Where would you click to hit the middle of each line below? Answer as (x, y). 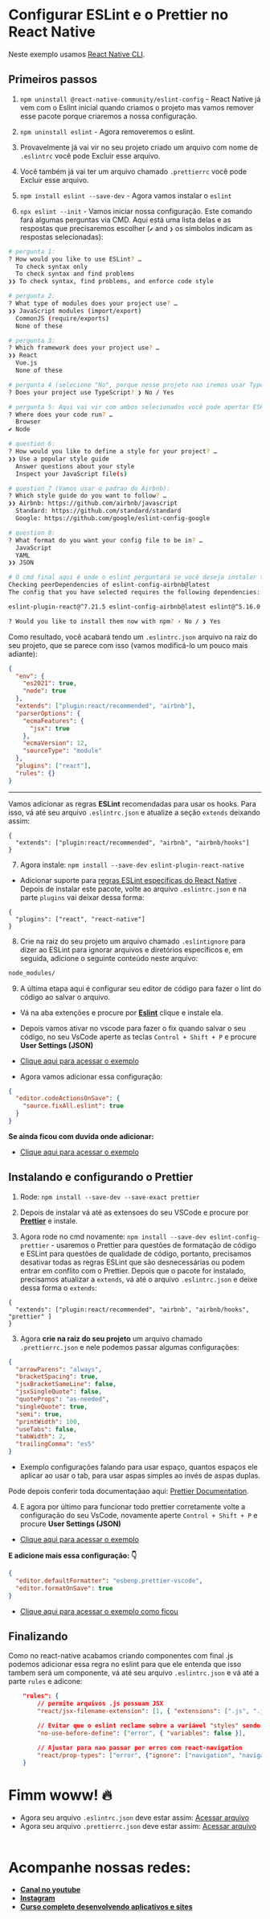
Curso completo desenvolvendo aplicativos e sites (106, 1907)
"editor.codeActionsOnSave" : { (68, 1099)
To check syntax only (52, 266)
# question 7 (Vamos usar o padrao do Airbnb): (90, 489)
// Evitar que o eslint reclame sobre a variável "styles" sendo (149, 1726)
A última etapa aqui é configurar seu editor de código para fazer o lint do (141, 988)
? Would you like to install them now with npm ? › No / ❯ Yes (115, 621)
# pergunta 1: (32, 251)
